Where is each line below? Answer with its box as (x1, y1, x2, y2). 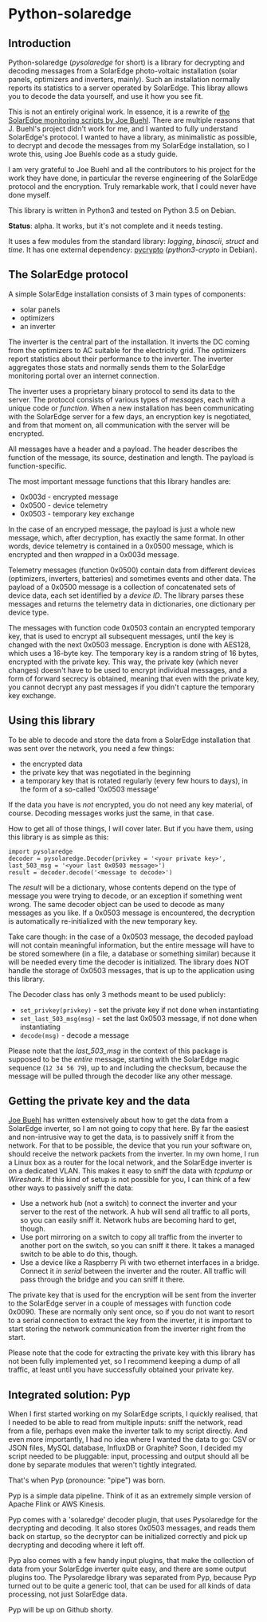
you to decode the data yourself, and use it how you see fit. (8, 92, 203, 100)
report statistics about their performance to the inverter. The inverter (8, 354, 234, 363)
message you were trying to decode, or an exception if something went (8, 890, 243, 901)
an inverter (19, 321, 56, 331)
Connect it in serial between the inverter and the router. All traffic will (19, 1267, 247, 1276)
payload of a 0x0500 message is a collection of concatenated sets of (8, 582, 237, 591)
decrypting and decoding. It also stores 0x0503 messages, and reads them (8, 1523, 256, 1533)
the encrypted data (19, 759, 84, 768)
